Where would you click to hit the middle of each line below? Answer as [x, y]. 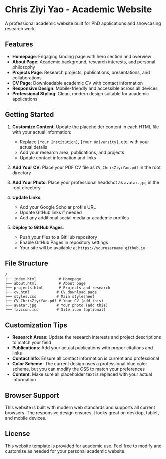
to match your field [32, 343]
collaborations [27, 77]
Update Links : [27, 197]
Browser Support [32, 396]
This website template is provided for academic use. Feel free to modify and [83, 446]
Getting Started [30, 114]
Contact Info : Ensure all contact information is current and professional [85, 358]
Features [19, 44]
